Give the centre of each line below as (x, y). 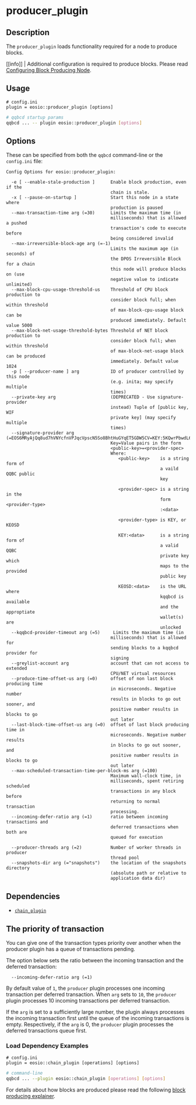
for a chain (20, 264)
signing (120, 658)
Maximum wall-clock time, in (146, 776)
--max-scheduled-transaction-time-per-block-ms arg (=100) (85, 771)
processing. (125, 812)
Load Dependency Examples (47, 1045)
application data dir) (138, 879)
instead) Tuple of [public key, (150, 408)
